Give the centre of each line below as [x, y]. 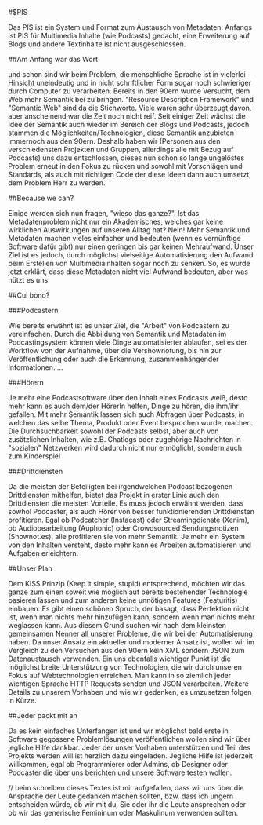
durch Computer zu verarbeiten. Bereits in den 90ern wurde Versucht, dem [129, 91]
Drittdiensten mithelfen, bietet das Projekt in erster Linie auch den [114, 495]
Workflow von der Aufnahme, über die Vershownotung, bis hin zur [115, 350]
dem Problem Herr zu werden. [57, 183]
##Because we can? [41, 198]
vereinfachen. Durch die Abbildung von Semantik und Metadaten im [117, 334]
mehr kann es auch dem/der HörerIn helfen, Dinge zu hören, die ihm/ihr [123, 406]
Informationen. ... [36, 367]
